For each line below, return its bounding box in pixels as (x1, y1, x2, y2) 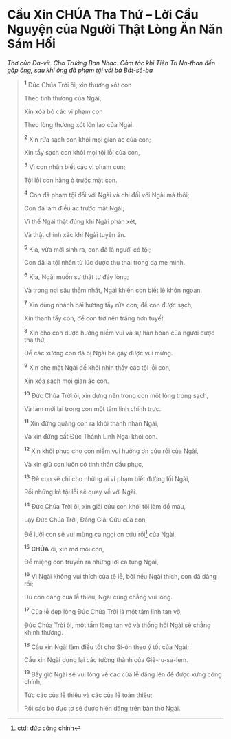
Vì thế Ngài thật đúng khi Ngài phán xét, (23, 217, 137, 225)
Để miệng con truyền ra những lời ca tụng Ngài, (23, 558, 159, 566)
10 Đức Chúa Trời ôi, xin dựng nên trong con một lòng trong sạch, (23, 390, 209, 399)
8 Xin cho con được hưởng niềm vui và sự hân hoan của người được (23, 327, 215, 337)
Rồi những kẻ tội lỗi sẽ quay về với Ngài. (23, 488, 137, 496)
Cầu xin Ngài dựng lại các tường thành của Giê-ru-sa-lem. (23, 656, 188, 664)
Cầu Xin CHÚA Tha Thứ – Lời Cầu (7, 7, 199, 23)
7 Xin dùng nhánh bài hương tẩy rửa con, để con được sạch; (23, 299, 194, 309)
